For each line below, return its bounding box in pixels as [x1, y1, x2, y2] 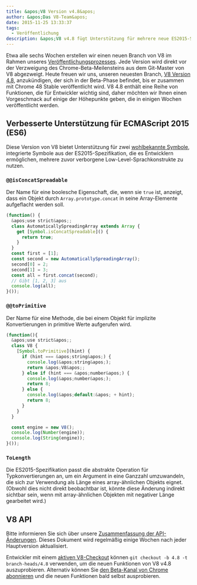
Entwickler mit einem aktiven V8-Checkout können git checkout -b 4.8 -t [6, 554, 188, 561]
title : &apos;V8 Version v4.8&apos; [6, 8, 96, 15]
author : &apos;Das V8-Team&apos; [6, 14, 88, 20]
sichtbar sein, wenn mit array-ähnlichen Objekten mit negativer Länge [6, 491, 175, 498]
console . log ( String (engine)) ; [11, 435, 85, 441]
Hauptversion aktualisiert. [6, 543, 69, 550]
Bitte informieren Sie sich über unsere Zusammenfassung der [6, 530, 155, 537]
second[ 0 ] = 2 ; [11, 261, 49, 267]
